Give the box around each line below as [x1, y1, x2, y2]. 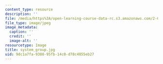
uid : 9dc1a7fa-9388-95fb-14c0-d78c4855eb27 [5, 51, 95, 57]
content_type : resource [5, 7, 53, 12]
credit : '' [9, 34, 32, 39]
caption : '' [9, 29, 34, 34]
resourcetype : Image [5, 43, 47, 48]
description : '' [5, 12, 38, 16]
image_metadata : [5, 25, 38, 30]
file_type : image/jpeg [5, 20, 51, 26]
